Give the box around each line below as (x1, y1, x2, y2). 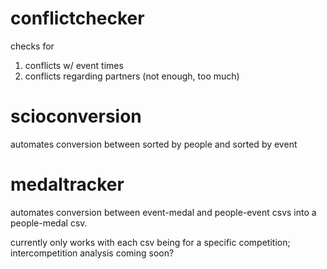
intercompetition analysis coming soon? (10, 247, 175, 259)
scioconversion (10, 105, 142, 128)
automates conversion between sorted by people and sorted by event (10, 138, 298, 150)
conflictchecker (10, 7, 145, 30)
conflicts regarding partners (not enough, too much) (24, 70, 240, 82)
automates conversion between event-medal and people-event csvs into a (10, 206, 317, 218)
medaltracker (10, 173, 125, 196)
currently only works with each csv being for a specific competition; (10, 236, 291, 248)
